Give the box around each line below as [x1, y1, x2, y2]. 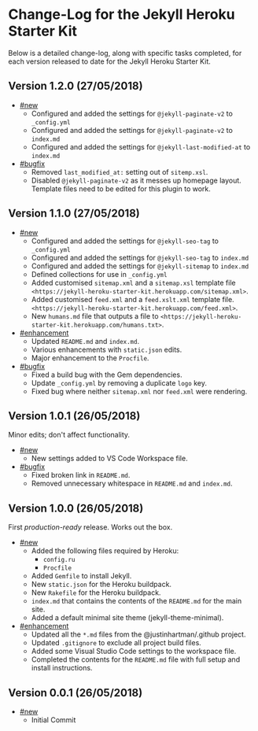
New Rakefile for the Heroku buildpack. [31, 588, 161, 597]
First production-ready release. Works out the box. [8, 522, 173, 532]
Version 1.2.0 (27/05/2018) [8, 79, 143, 93]
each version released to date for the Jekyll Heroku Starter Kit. [8, 57, 211, 66]
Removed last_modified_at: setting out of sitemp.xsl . [31, 167, 208, 176]
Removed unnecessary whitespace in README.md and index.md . [31, 478, 234, 489]
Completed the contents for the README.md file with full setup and [31, 655, 241, 664]
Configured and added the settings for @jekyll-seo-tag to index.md [31, 253, 249, 262]
